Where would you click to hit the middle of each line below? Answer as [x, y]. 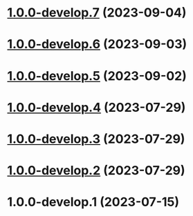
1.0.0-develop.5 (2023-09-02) [97, 76]
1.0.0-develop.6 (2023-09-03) [97, 45]
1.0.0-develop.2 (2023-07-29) [96, 171]
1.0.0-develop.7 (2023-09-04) [97, 13]
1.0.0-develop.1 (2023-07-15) [93, 202]
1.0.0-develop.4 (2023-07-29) [96, 107]
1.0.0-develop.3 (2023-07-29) [96, 139]
